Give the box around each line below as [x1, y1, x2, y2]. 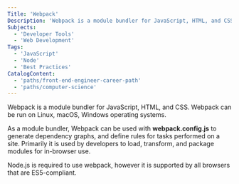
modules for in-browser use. [7, 147, 91, 155]
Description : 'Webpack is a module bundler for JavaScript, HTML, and [7, 17, 221, 24]
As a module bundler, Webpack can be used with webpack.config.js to [7, 124, 217, 133]
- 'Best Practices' [14, 63, 72, 71]
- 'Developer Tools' [14, 30, 75, 38]
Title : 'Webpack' [7, 10, 59, 18]
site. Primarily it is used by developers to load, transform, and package [7, 140, 215, 148]
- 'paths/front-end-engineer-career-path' [14, 76, 142, 84]
